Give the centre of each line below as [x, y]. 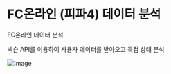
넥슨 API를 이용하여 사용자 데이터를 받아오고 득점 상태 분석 [86, 49]
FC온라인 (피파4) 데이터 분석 [84, 14]
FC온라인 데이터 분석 [35, 35]
